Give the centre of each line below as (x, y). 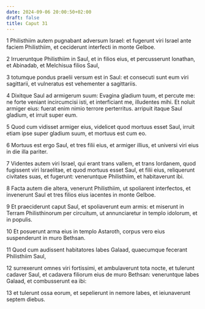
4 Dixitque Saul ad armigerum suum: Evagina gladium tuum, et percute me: (101, 96)
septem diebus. (26, 299)
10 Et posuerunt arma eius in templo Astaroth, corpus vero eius (86, 231)
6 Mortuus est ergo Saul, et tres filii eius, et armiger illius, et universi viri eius (102, 145)
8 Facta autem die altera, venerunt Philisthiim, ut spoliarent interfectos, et (99, 188)
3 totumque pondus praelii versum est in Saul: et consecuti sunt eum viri (98, 78)
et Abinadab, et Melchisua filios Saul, (53, 65)
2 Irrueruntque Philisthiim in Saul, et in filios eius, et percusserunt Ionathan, (101, 59)
